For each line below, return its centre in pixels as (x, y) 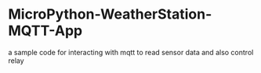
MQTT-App (45, 31)
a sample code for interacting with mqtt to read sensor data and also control (131, 52)
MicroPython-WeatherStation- (110, 14)
